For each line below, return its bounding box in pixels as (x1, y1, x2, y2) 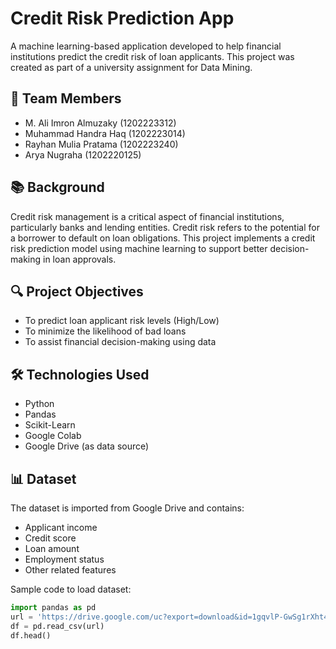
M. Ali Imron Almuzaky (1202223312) (24, 117, 177, 129)
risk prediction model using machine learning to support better (10, 242, 268, 254)
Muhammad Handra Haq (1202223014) (24, 127, 186, 139)
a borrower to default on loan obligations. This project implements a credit (10, 232, 316, 244)
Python (24, 398, 55, 410)
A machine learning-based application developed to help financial (10, 40, 282, 52)
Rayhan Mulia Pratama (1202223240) (24, 138, 179, 150)
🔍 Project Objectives (10, 283, 144, 300)
